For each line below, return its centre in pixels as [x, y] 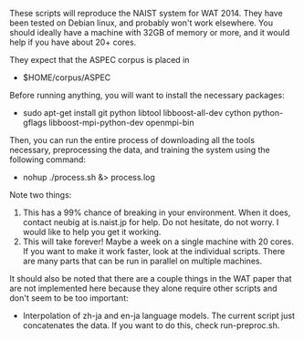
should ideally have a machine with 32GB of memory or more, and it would [150, 32]
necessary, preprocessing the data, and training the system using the [140, 150]
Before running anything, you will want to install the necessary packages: [147, 95]
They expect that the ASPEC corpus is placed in [100, 60]
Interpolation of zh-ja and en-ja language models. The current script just [158, 315]
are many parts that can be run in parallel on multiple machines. [142, 261]
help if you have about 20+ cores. [73, 42]
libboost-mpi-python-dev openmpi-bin [121, 123]
